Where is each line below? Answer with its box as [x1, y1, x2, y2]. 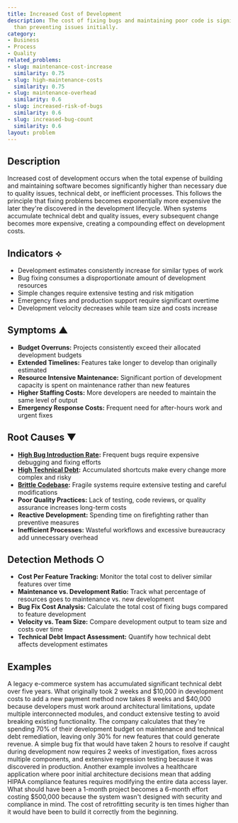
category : [7, 30, 37, 38]
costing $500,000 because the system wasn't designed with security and [7, 793, 222, 801]
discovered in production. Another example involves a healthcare [7, 763, 198, 771]
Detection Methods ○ [7, 554, 105, 566]
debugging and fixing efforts [17, 458, 101, 466]
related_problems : [7, 57, 62, 64]
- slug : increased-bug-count [7, 116, 93, 123]
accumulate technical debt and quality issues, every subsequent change [7, 212, 219, 220]
